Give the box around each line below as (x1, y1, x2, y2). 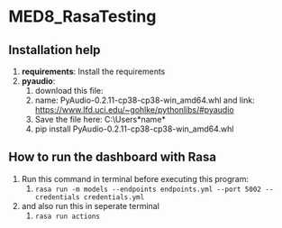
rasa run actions (34, 212, 101, 221)
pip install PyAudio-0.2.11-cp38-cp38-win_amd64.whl (34, 123, 234, 134)
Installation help (8, 42, 101, 58)
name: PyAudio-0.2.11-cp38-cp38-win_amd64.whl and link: (34, 95, 256, 105)
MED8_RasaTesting (8, 6, 157, 27)
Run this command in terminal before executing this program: (21, 173, 250, 184)
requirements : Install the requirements (21, 66, 166, 77)
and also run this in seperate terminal (21, 200, 159, 211)
